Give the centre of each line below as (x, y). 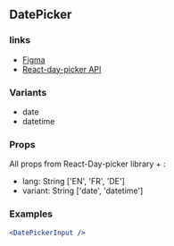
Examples (31, 214)
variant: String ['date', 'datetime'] (83, 191)
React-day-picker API (62, 69)
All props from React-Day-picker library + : (88, 164)
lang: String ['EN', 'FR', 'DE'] (73, 182)
